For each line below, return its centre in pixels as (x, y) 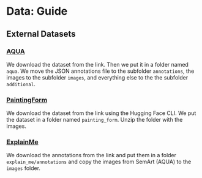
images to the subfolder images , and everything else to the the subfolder (97, 77)
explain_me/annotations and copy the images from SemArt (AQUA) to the (99, 162)
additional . (21, 84)
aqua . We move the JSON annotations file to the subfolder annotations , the (100, 71)
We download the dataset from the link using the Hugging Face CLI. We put (101, 113)
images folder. (24, 168)
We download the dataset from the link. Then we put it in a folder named (97, 64)
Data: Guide (37, 11)
